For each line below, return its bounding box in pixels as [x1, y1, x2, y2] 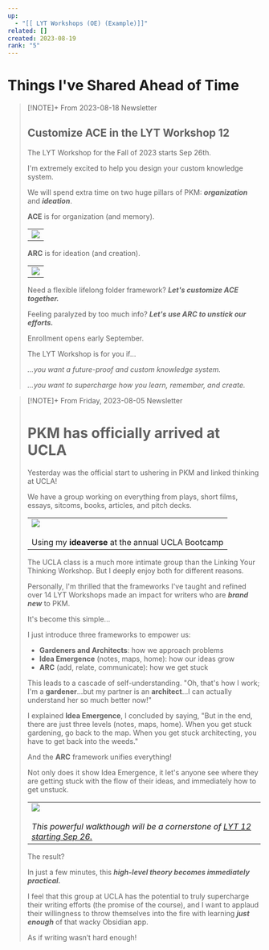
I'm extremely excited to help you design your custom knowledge [26, 163, 244, 173]
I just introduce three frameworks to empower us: [26, 630, 191, 639]
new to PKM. [26, 598, 71, 608]
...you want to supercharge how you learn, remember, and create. [26, 380, 246, 390]
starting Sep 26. [31, 831, 93, 842]
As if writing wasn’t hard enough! [26, 932, 137, 942]
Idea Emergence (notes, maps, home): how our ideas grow [39, 654, 234, 663]
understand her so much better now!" [26, 695, 152, 704]
